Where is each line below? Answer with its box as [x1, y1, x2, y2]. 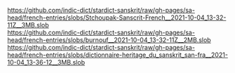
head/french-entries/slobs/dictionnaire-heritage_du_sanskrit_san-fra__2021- [7, 51, 228, 59]
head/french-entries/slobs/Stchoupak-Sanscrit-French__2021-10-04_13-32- [7, 13, 227, 22]
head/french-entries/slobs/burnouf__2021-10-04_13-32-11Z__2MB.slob [7, 36, 212, 44]
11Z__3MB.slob [7, 21, 49, 29]
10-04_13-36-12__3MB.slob [7, 58, 86, 66]
